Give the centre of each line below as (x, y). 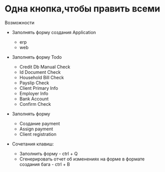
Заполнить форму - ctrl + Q (49, 153)
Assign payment (36, 129)
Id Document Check (40, 72)
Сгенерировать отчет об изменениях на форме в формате (82, 159)
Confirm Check (35, 104)
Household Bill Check (42, 77)
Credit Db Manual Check (45, 67)
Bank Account (34, 99)
